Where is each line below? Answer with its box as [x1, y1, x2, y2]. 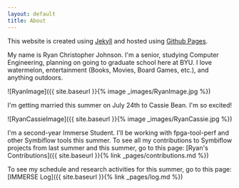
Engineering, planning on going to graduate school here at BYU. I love [7, 58, 213, 66]
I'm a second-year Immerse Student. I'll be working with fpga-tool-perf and [7, 128, 230, 137]
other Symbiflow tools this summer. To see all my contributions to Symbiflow [7, 136, 233, 145]
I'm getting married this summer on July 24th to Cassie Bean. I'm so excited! [7, 100, 233, 109]
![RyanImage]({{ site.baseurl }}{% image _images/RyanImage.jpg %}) [7, 87, 211, 95]
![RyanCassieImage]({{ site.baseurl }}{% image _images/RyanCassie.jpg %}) [7, 115, 233, 123]
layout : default [7, 10, 56, 18]
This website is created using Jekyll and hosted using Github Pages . [7, 36, 208, 45]
